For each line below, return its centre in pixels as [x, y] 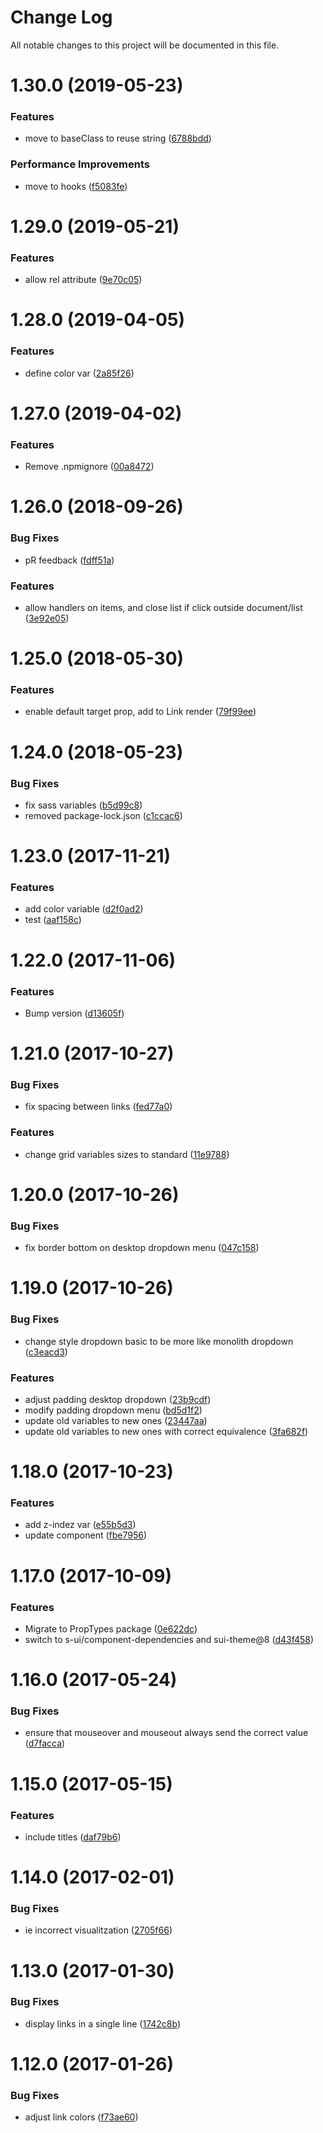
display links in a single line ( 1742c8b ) [103, 2023]
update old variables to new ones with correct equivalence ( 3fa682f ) [166, 1431]
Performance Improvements [80, 164]
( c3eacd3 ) [46, 1352]
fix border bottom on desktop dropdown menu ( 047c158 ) [142, 1248]
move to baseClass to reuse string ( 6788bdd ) [118, 138]
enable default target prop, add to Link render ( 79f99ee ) [140, 712]
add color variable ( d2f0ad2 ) [84, 909]
